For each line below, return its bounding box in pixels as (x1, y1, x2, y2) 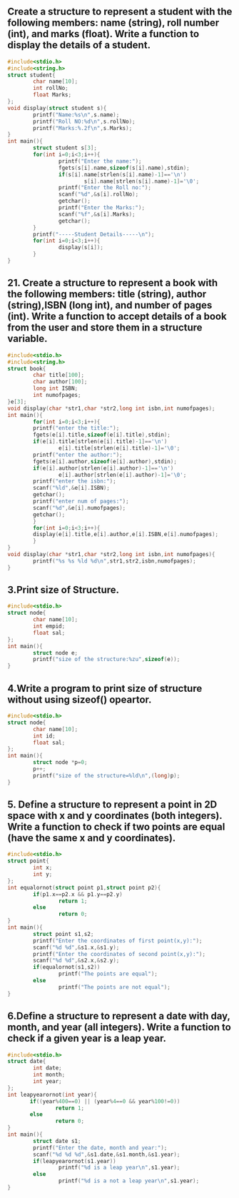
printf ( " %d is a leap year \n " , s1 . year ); (58, 1164, 180, 1172)
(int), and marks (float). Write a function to (7, 28, 200, 40)
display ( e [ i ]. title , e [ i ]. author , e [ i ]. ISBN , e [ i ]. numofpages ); (33, 531, 219, 538)
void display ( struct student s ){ (7, 104, 107, 111)
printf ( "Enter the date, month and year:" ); (33, 1144, 168, 1152)
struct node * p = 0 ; (33, 759, 88, 766)
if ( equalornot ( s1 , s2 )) (33, 964, 101, 971)
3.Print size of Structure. (7, 584, 120, 596)
